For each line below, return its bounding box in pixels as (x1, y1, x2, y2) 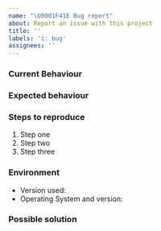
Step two (19, 138, 51, 148)
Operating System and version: (19, 194, 123, 204)
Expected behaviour (8, 89, 89, 101)
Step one (19, 130, 51, 139)
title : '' (8, 27, 42, 35)
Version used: (19, 185, 66, 195)
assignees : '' (8, 42, 56, 50)
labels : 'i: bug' (8, 34, 67, 43)
